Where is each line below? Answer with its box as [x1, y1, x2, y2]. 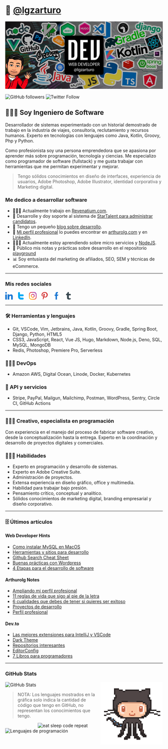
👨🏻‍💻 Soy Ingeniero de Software [5, 108, 104, 117]
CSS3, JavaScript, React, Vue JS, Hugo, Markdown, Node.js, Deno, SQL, [12, 336, 162, 343]
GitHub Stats [5, 670, 37, 677]
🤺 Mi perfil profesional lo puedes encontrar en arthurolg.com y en [12, 229, 147, 235]
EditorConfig [12, 648, 39, 654]
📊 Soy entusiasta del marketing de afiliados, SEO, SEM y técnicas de [12, 256, 155, 262]
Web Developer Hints [5, 533, 50, 539]
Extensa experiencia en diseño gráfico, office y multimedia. [12, 479, 135, 486]
